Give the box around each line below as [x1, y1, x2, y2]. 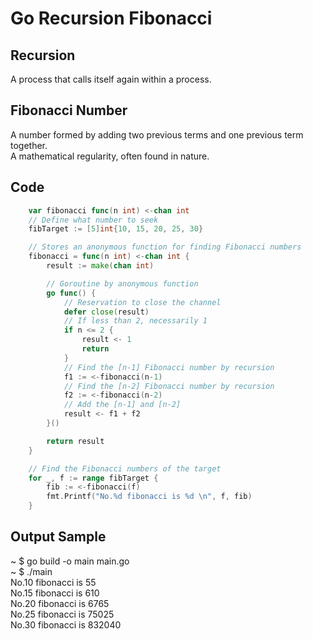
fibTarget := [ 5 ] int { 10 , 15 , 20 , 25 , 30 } [28, 224, 204, 234]
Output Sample [10, 528, 107, 546]
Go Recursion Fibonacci [10, 7, 213, 30]
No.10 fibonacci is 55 [10, 576, 97, 588]
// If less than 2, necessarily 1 [63, 316, 208, 326]
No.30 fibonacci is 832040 [10, 618, 122, 631]
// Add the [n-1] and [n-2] [63, 400, 182, 410]
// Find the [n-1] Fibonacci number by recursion [63, 362, 275, 372]
